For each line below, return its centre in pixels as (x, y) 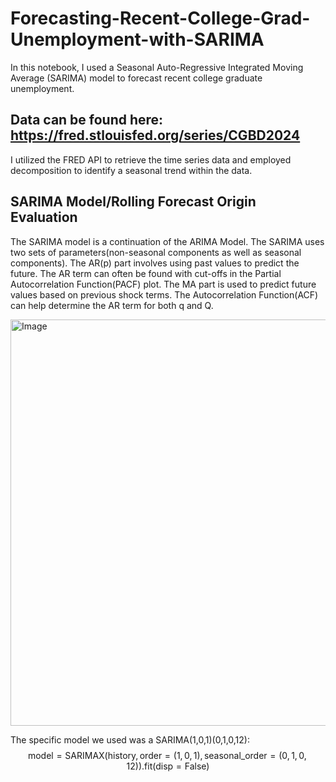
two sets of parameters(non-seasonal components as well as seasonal (156, 252)
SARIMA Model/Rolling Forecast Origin (133, 202)
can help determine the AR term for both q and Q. (112, 305)
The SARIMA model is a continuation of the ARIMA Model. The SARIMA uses (167, 241)
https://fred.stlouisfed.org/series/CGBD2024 (155, 135)
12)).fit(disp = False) (168, 766)
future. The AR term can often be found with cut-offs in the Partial (146, 273)
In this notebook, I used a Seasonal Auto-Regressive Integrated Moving (157, 67)
